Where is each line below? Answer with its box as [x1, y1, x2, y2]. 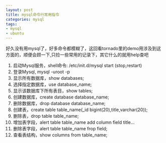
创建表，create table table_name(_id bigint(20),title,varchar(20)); [13, 107, 148, 113]
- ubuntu [6, 31, 24, 36]
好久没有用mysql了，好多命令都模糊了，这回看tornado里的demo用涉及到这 [6, 45, 161, 51]
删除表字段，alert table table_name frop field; [13, 126, 107, 131]
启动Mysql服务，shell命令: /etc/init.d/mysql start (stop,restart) [13, 63, 142, 68]
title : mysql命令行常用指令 [6, 12, 60, 17]
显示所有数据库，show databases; [13, 75, 84, 81]
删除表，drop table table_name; [13, 113, 79, 119]
